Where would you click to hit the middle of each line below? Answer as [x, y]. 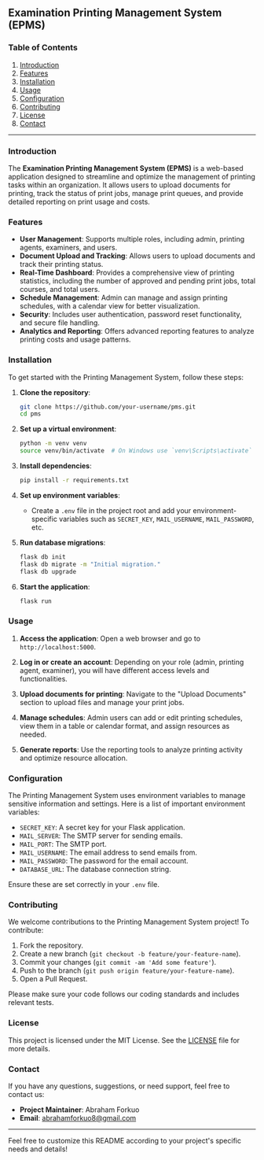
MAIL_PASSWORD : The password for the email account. [104, 861]
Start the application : [55, 586]
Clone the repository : [55, 392]
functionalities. [44, 678]
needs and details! [38, 1149]
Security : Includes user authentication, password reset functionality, [130, 315]
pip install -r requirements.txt [74, 480]
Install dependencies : [55, 466]
